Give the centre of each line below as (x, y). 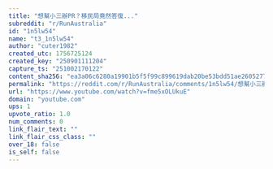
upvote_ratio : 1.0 (39, 115)
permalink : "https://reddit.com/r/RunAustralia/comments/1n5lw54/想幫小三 (135, 84)
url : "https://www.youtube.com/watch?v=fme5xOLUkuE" (100, 91)
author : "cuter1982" (43, 46)
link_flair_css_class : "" (52, 136)
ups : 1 (19, 106)
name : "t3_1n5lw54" (41, 39)
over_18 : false (34, 144)
